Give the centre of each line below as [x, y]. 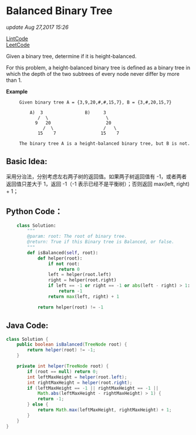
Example [17, 91]
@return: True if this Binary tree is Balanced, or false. [101, 242]
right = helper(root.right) [82, 280]
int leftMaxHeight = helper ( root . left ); [77, 377]
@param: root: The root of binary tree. [77, 237]
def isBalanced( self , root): [63, 253]
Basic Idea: [27, 162]
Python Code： [34, 212]
